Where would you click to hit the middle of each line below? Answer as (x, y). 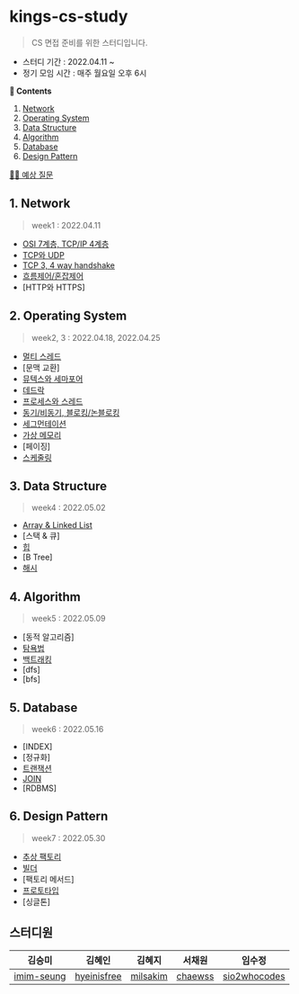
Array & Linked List (57, 525)
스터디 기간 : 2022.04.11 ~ (68, 61)
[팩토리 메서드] (48, 879)
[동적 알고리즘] (48, 637)
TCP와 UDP (43, 255)
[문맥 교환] (41, 367)
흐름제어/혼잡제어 (53, 275)
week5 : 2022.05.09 (68, 619)
